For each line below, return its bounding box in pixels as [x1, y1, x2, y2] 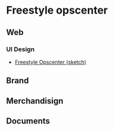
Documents [6, 116, 50, 126]
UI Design [6, 45, 35, 53]
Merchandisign [6, 96, 64, 106]
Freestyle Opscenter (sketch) [14, 58, 87, 65]
